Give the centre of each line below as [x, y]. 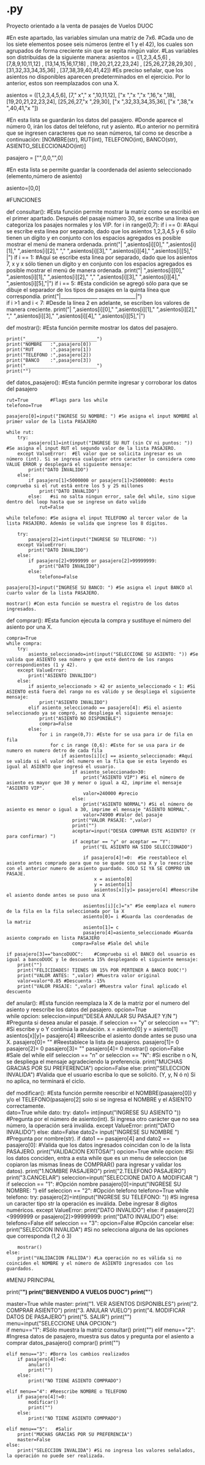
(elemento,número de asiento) [44, 176]
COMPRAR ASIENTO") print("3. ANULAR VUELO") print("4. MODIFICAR [96, 1310]
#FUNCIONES [24, 200]
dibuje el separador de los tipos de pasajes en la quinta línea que [88, 290]
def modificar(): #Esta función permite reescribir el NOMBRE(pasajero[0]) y [102, 1093]
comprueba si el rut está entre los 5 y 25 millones [75, 485]
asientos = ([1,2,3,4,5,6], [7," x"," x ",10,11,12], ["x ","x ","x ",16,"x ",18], [91, 95]
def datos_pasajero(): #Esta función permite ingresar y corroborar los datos [102, 382]
